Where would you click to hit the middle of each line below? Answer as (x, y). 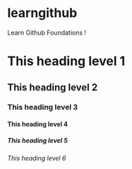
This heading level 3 (43, 107)
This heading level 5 (38, 140)
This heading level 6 (37, 158)
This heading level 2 (53, 87)
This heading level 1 (66, 61)
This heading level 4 (38, 124)
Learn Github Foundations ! (47, 33)
